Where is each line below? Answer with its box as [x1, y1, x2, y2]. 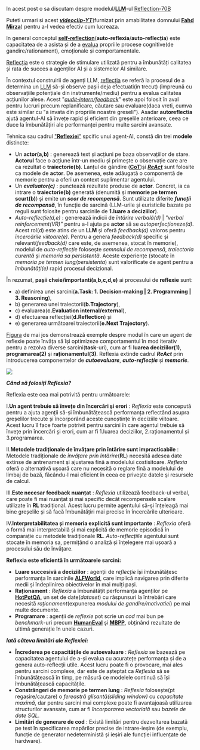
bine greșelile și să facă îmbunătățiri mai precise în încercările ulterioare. [6, 508, 184, 515]
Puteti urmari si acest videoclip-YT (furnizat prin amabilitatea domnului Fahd [6, 17, 194, 23]
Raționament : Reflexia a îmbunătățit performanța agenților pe [14, 588, 168, 594]
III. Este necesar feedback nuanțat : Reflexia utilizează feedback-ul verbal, [6, 489, 190, 496]
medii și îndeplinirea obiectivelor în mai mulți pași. [14, 581, 137, 588]
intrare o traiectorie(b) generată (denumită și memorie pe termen [14, 189, 177, 196]
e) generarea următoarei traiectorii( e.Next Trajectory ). [14, 319, 150, 327]
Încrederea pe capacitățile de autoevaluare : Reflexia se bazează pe [14, 648, 186, 656]
